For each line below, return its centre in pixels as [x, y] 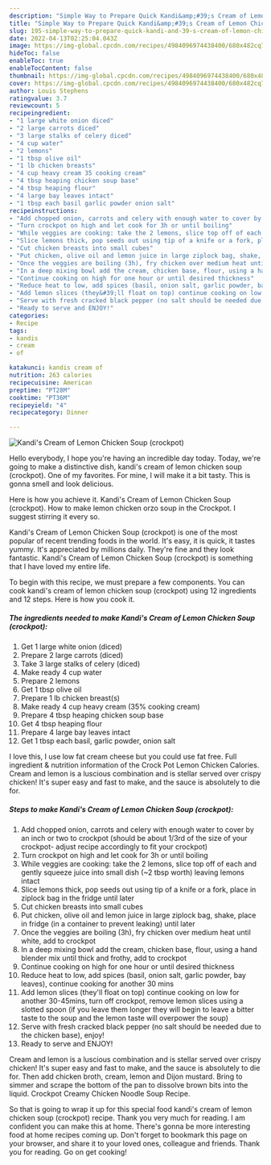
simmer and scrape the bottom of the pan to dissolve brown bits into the [129, 1085]
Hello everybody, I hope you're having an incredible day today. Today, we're [135, 458]
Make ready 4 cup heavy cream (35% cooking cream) [110, 707]
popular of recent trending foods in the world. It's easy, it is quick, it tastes [132, 541]
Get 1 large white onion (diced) [72, 647]
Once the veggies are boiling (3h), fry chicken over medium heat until [136, 933]
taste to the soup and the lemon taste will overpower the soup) [124, 1018]
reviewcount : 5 [35, 106]
